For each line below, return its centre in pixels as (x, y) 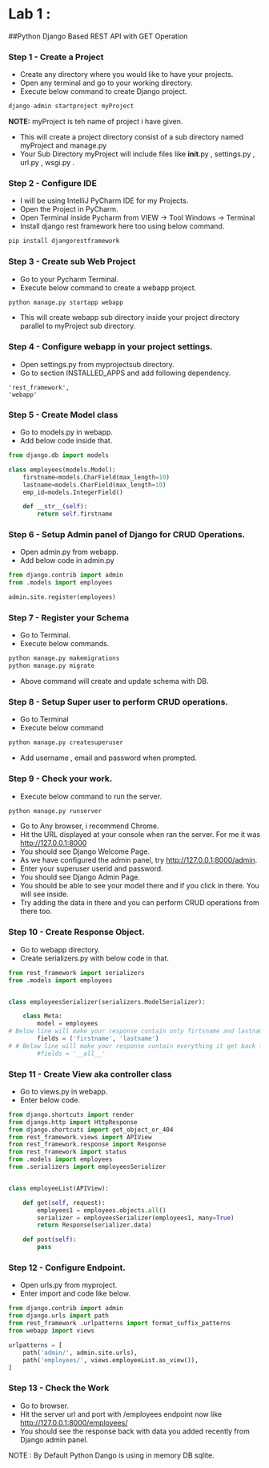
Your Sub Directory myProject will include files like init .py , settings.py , (137, 154)
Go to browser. (44, 1405)
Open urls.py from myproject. (68, 1285)
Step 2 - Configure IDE (53, 184)
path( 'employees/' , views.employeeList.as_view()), (110, 1360)
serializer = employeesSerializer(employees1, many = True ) (136, 1218)
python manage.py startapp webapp (66, 302)
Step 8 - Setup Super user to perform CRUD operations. (118, 702)
